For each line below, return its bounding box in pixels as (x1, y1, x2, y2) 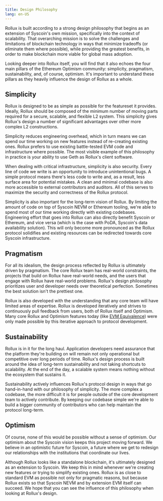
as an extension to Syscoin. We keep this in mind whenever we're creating (5, 464, 154, 470)
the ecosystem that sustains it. (5, 372, 67, 377)
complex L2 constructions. (5, 124, 58, 130)
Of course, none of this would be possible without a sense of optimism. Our (5, 434, 157, 440)
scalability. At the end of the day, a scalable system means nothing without (5, 366, 155, 372)
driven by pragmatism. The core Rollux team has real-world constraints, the (5, 268, 157, 273)
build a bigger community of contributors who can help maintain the (5, 401, 142, 408)
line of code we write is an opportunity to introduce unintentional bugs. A (5, 169, 151, 175)
